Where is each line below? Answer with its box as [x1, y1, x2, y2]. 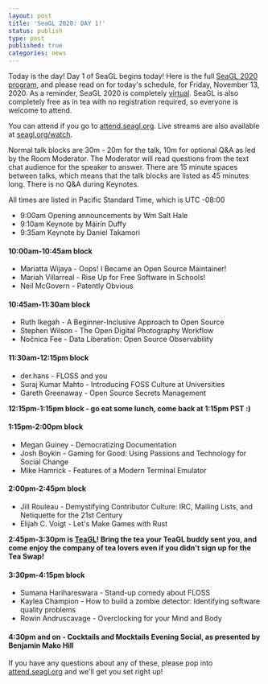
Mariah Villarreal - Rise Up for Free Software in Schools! [19, 273, 206, 282]
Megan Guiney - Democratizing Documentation [19, 439, 177, 449]
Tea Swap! [8, 552, 44, 562]
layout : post [8, 11, 52, 20]
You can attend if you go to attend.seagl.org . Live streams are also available [8, 122, 260, 130]
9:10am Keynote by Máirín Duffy [19, 219, 126, 229]
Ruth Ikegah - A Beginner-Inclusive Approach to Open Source [19, 317, 225, 327]
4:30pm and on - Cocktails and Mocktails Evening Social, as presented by [8, 632, 261, 641]
